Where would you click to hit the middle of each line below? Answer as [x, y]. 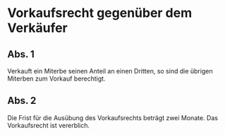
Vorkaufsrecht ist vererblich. [49, 125]
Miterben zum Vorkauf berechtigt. [56, 78]
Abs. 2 [22, 101]
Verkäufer [38, 28]
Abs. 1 [21, 54]
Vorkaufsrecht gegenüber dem [100, 13]
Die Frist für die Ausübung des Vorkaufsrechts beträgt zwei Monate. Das [113, 117]
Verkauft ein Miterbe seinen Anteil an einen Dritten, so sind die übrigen [110, 71]
